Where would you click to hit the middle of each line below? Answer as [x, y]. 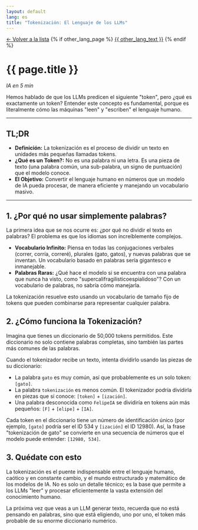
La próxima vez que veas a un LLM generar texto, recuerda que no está [93, 508]
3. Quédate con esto [44, 457]
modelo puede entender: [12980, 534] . [54, 439]
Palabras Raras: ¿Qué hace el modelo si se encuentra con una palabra [100, 272]
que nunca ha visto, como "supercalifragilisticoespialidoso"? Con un [98, 279]
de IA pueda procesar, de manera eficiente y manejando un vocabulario [101, 186]
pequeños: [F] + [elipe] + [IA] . [54, 409]
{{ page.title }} [42, 69]
